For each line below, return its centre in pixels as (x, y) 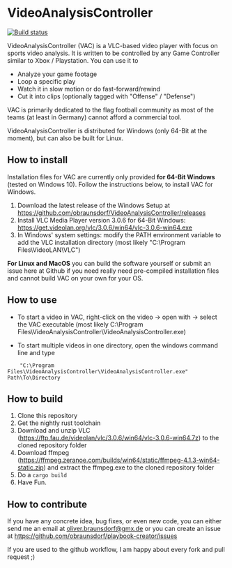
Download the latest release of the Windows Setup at (94, 205)
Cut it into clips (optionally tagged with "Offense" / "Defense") (106, 96)
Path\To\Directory (34, 378)
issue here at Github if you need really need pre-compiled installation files (113, 271)
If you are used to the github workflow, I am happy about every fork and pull (116, 550)
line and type (36, 352)
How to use (32, 300)
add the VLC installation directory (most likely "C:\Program (101, 242)
